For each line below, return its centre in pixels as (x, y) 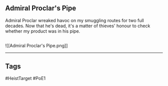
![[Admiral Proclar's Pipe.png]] (36, 46)
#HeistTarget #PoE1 (25, 78)
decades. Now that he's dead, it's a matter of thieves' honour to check (78, 26)
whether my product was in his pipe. (43, 31)
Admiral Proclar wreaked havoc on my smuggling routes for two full (74, 20)
